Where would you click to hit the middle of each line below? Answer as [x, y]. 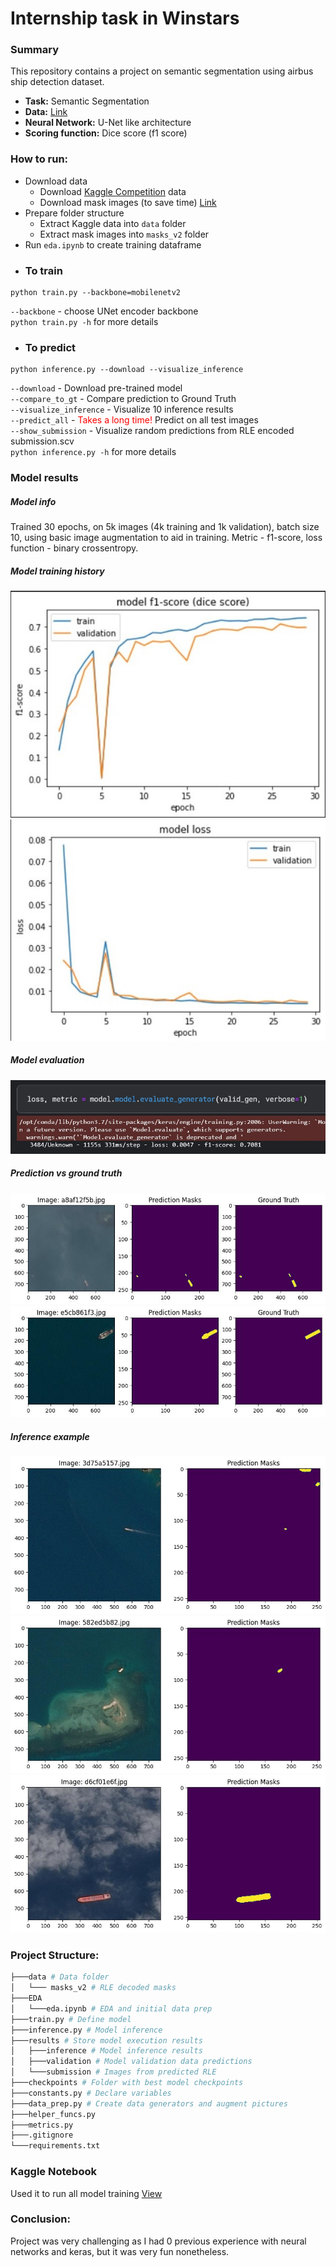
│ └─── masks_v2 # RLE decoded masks [93, 1988]
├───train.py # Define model [71, 2019]
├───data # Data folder [60, 1977]
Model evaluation [47, 1060]
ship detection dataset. [57, 82]
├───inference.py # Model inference [86, 2030]
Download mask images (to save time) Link [128, 202]
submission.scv [42, 441]
